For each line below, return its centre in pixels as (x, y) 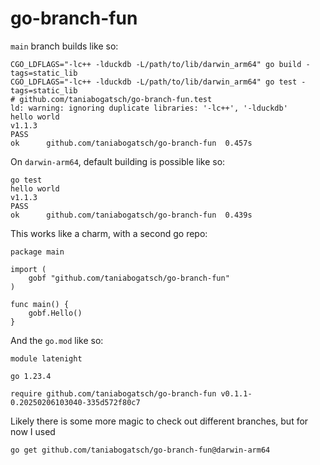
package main (37, 252)
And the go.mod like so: (57, 340)
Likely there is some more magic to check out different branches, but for (159, 421)
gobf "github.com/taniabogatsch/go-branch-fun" (129, 278)
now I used (33, 431)
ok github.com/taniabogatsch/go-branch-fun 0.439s (131, 215)
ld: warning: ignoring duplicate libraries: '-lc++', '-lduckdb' (149, 108)
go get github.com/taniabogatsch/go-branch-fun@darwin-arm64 (140, 450)
